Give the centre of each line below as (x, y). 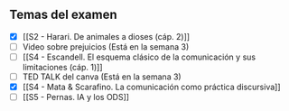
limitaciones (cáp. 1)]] (62, 67)
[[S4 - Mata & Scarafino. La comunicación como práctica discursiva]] (152, 87)
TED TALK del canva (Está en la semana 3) (102, 77)
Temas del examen (63, 15)
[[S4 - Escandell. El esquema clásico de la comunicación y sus (139, 57)
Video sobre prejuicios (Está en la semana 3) (106, 46)
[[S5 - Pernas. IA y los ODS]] (75, 97)
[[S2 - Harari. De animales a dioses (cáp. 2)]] (106, 36)
